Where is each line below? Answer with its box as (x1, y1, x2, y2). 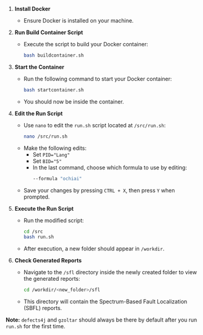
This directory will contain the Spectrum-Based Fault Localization (23, 298, 188, 305)
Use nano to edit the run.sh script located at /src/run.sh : (23, 121, 166, 129)
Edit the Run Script (14, 110, 63, 117)
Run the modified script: (23, 216, 84, 224)
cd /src (23, 228, 43, 234)
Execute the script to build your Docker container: (23, 41, 148, 48)
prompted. (23, 193, 50, 200)
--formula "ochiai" (32, 175, 83, 182)
